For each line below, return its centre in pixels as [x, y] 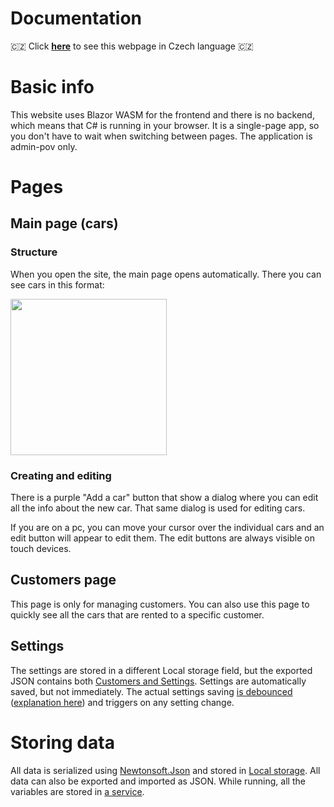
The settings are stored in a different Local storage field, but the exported [161, 670]
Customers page [63, 580]
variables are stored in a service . [77, 791]
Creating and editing [61, 475]
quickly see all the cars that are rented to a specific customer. [137, 614]
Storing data [62, 742]
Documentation [76, 18]
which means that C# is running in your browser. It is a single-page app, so [165, 125]
